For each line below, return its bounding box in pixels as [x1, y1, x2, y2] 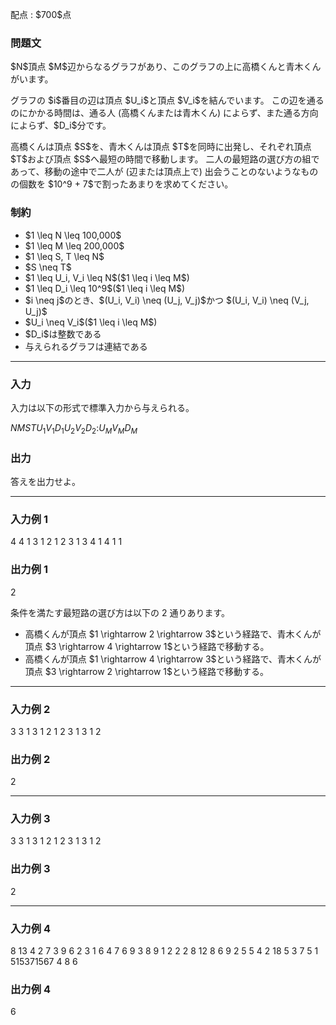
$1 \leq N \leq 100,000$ [24, 229, 122, 241]
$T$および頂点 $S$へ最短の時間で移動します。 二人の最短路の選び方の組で [10, 153, 320, 165]
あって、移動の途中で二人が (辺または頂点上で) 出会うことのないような [10, 166, 302, 178]
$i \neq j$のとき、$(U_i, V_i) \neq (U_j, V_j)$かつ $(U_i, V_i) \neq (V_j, [24, 294, 310, 306]
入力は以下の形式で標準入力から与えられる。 [10, 401, 195, 413]
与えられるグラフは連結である [24, 340, 148, 352]
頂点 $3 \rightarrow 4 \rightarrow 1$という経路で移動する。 [24, 640, 270, 652]
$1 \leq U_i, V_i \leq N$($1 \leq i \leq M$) [24, 271, 190, 283]
